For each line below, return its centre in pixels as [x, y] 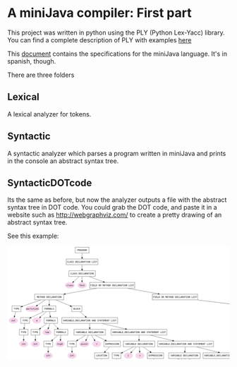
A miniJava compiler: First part [99, 13]
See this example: [33, 236]
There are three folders [41, 75]
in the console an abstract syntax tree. [63, 161]
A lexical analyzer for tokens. [49, 114]
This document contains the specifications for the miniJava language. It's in [117, 54]
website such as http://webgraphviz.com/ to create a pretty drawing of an [115, 215]
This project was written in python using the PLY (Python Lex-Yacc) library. [116, 32]
